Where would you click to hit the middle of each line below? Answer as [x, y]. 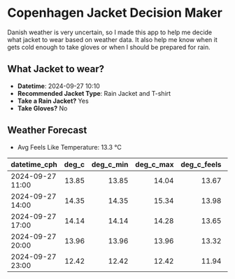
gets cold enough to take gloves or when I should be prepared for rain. [109, 47]
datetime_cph [34, 164]
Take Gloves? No [42, 108]
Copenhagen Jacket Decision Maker [115, 13]
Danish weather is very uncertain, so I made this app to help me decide [110, 32]
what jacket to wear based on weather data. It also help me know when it [113, 39]
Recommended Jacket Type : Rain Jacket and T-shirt [94, 93]
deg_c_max [155, 164]
